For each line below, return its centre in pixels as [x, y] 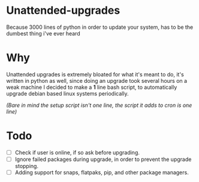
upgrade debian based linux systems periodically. [67, 93]
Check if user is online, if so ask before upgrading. [77, 152]
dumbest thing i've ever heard [43, 33]
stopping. [27, 166]
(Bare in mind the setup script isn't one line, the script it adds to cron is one [99, 105]
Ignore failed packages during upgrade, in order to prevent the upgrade [103, 159]
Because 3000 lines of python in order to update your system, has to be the [100, 27]
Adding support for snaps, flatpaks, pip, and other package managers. [102, 172]
